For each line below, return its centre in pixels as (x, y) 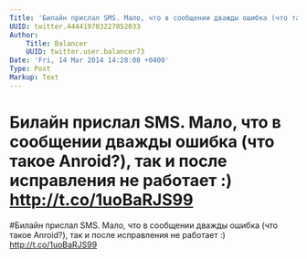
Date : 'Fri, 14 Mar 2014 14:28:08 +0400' (90, 60)
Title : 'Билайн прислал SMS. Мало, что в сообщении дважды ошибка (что (148, 18)
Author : (24, 35)
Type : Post (30, 69)
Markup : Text (34, 78)
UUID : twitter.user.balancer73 (85, 52)
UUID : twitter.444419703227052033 (75, 26)
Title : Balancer (57, 43)
